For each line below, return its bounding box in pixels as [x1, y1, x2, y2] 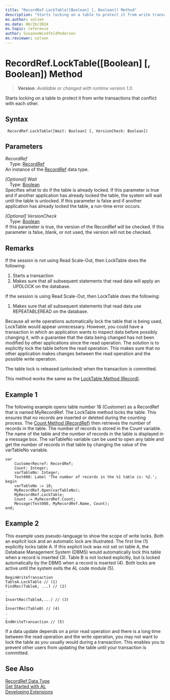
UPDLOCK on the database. [12, 284, 71, 290]
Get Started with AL [5, 683, 47, 689]
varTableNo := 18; [14, 483, 53, 488]
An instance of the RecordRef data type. [5, 166, 89, 172]
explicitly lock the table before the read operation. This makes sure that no [5, 345, 160, 352]
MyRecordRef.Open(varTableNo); [14, 488, 80, 493]
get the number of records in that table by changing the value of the [5, 442, 147, 448]
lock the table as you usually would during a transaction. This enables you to [5, 639, 165, 645]
